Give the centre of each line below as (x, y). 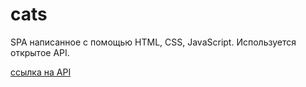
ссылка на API (41, 72)
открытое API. (40, 52)
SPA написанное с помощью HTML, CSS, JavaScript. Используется (153, 42)
